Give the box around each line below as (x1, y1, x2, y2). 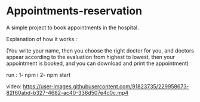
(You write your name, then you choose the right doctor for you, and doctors (6, 47, 194, 54)
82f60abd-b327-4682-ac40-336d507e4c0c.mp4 (6, 89, 129, 96)
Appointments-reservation (6, 4, 142, 18)
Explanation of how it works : (6, 35, 78, 42)
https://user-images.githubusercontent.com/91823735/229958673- (23, 82, 189, 90)
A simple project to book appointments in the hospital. (6, 24, 139, 31)
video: (6, 82, 22, 90)
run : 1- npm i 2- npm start (6, 71, 71, 78)
